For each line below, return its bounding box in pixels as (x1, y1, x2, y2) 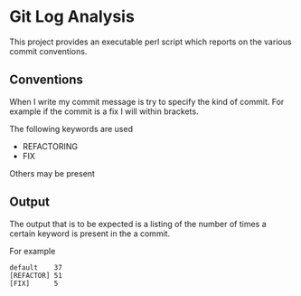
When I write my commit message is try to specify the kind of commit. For (9, 96, 285, 107)
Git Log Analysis (9, 6, 136, 27)
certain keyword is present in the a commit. (9, 228, 171, 239)
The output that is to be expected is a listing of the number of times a (9, 218, 267, 229)
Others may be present (9, 167, 95, 178)
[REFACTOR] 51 (9, 271, 63, 280)
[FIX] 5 (9, 279, 59, 288)
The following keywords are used (9, 123, 134, 134)
